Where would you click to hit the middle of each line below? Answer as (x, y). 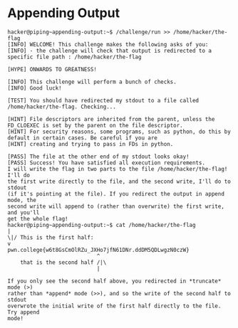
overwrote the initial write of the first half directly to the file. (114, 306)
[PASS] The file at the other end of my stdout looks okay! (99, 157)
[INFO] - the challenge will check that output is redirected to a (110, 51)
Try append (24, 312)
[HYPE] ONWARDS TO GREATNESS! (52, 69)
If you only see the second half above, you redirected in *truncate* (114, 281)
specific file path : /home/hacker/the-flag (74, 57)
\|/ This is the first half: (51, 237)
